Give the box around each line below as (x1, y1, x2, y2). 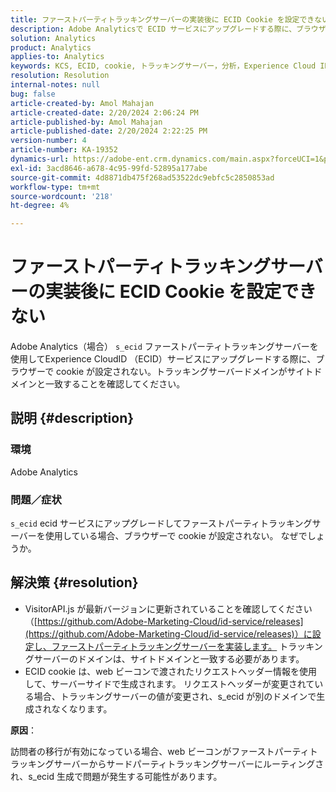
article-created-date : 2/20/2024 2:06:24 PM (10, 107, 199, 118)
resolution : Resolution (10, 71, 110, 81)
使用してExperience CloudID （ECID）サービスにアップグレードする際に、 (10, 353, 317, 365)
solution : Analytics (10, 33, 97, 43)
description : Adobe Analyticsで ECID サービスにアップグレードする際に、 (10, 24, 297, 34)
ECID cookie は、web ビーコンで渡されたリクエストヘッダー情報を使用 (24, 665, 318, 677)
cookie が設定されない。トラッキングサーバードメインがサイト (56, 366, 314, 378)
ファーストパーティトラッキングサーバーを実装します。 (51, 640, 278, 652)
